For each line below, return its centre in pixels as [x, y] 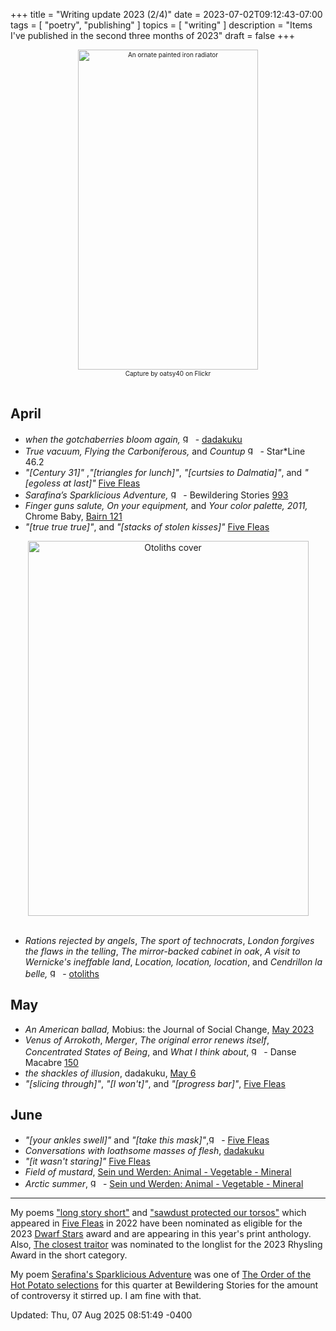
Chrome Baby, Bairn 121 [73, 516]
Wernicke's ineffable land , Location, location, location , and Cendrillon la [173, 961]
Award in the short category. [69, 1255]
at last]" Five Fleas [101, 483]
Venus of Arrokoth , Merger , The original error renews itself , [147, 1040]
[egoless [43, 483]
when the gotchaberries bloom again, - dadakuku [133, 439]
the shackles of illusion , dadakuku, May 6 [110, 1073]
